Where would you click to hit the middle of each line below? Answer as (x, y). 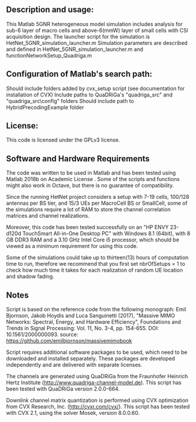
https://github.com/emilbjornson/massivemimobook (69, 341)
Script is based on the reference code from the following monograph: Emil (96, 310)
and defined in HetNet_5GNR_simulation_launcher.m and (75, 49)
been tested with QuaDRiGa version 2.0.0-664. (63, 389)
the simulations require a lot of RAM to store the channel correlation (89, 210)
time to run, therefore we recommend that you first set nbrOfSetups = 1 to (96, 264)
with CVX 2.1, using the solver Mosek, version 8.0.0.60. (73, 413)
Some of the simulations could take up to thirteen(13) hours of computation (97, 257)
